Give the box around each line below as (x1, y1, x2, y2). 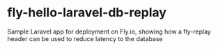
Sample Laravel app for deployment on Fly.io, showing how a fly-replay (7, 27, 211, 36)
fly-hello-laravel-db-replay (7, 5, 167, 21)
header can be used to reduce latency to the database (7, 34, 163, 42)
